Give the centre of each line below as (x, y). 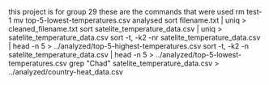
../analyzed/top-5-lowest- (198, 55)
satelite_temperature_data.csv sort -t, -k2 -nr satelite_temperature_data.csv (134, 37)
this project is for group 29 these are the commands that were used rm (126, 12)
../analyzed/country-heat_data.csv (66, 72)
